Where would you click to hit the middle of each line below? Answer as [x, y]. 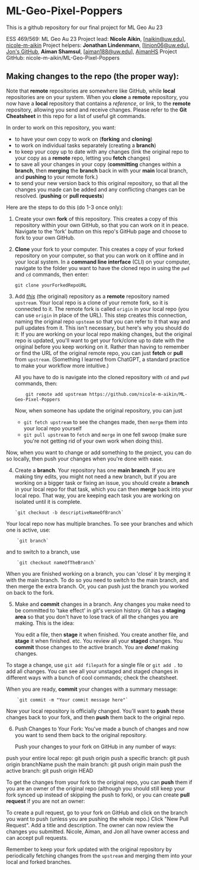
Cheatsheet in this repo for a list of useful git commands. [76, 116]
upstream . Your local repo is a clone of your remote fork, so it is [92, 302]
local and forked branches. [39, 862]
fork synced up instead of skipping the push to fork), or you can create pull [98, 795]
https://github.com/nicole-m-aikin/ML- [138, 394]
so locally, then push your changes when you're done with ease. [85, 459]
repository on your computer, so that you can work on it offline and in [99, 255]
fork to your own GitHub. [45, 237]
